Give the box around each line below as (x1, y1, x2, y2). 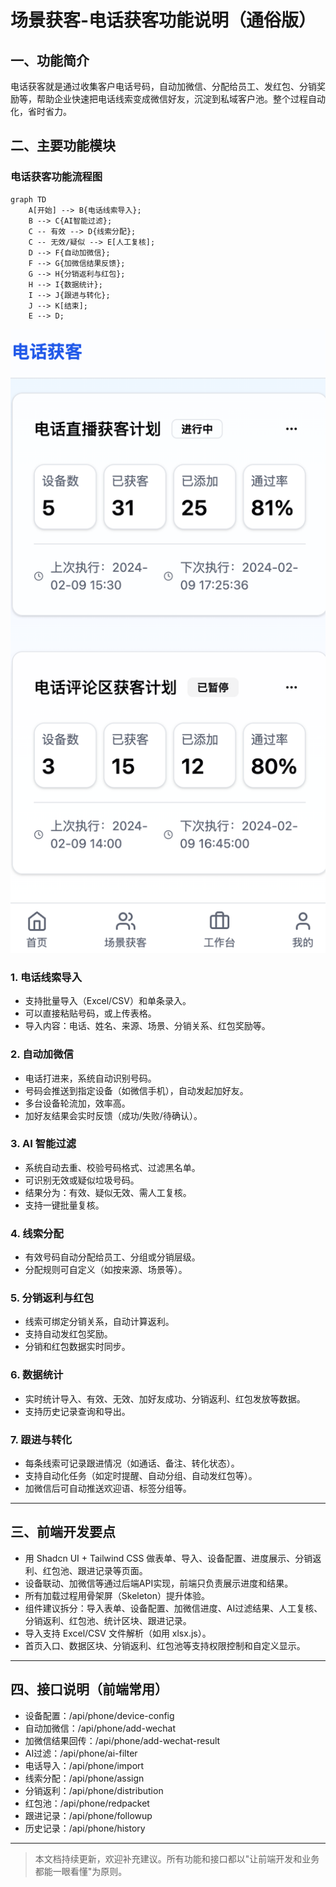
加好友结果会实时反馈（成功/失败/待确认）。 (24, 1109, 203, 1121)
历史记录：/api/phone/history (24, 1822, 146, 1834)
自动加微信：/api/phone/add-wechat (24, 1722, 176, 1734)
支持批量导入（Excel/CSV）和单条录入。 (24, 995, 192, 1007)
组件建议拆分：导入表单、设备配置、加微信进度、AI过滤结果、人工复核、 (24, 1602, 323, 1614)
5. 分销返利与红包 (10, 1291, 95, 1305)
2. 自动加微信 (10, 1047, 74, 1061)
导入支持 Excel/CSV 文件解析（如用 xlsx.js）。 (24, 1627, 212, 1639)
